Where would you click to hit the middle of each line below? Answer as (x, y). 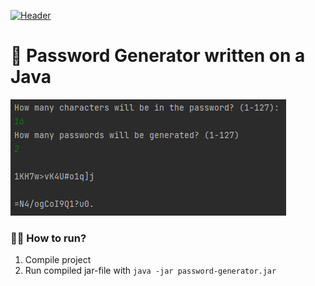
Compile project (58, 260)
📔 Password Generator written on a (158, 56)
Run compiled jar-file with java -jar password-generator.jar (150, 271)
